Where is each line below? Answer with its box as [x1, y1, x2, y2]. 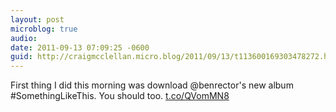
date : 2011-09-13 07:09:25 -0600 [10, 42, 150, 53]
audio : [10, 33, 38, 43]
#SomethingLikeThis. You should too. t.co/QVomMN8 [10, 90, 230, 102]
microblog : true [10, 24, 78, 34]
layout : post [10, 14, 65, 25]
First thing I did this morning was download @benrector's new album [10, 79, 294, 91]
